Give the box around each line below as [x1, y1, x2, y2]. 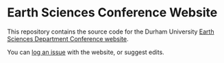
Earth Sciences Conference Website [7, 5, 218, 21]
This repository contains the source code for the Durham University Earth [7, 27, 214, 36]
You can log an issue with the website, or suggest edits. [7, 48, 164, 56]
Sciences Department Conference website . [7, 34, 129, 42]
